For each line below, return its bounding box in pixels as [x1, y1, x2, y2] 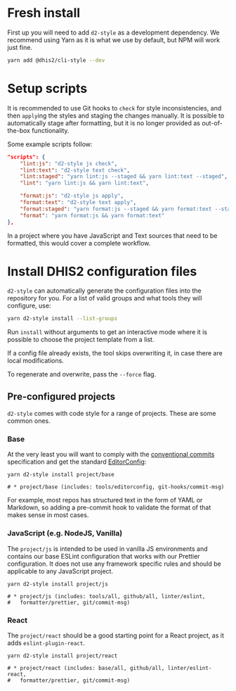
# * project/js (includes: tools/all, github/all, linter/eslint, [7, 592, 206, 600]
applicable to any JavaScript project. [7, 566, 114, 575]
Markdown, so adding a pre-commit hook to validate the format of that [7, 503, 211, 512]
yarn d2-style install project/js [7, 581, 109, 588]
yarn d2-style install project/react [7, 652, 118, 659]
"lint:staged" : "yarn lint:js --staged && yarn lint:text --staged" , [20, 173, 228, 180]
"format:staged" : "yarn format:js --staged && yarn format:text [20, 205, 212, 213]
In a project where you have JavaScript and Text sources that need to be [7, 231, 218, 240]
